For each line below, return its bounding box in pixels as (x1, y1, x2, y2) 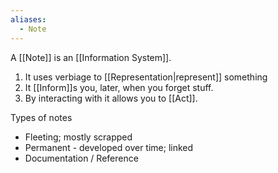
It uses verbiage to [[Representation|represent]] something (24, 71, 268, 83)
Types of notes (10, 111, 73, 123)
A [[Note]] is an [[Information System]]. (10, 51, 172, 63)
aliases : (10, 14, 47, 25)
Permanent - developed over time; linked (24, 141, 194, 153)
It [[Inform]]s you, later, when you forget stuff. (24, 81, 214, 93)
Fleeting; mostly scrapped (24, 131, 133, 143)
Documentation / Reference (24, 152, 139, 164)
